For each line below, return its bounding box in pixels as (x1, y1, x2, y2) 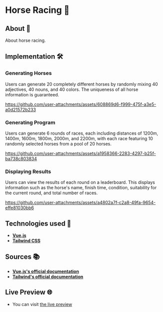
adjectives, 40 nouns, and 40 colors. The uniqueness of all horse (5, 86, 138, 92)
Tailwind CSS (12, 238, 41, 244)
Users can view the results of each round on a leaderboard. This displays (5, 179, 155, 185)
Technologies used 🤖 (5, 219, 72, 228)
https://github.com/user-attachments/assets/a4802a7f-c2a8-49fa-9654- (5, 200, 156, 206)
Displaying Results (5, 168, 51, 175)
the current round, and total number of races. (5, 190, 98, 196)
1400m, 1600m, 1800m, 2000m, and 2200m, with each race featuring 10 (5, 135, 153, 141)
